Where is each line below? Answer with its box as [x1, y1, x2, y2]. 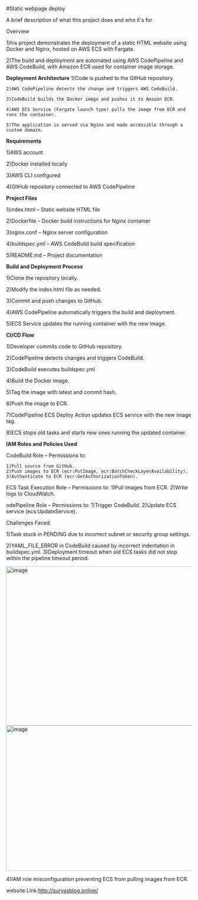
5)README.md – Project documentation [6, 252, 103, 259]
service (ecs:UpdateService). [6, 508, 77, 515]
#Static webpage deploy [6, 5, 66, 12]
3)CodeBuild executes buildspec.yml [6, 366, 95, 373]
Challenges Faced [6, 520, 50, 526]
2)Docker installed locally [6, 160, 68, 167]
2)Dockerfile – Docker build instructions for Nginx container [6, 217, 151, 224]
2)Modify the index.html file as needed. [6, 286, 101, 293]
